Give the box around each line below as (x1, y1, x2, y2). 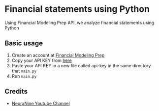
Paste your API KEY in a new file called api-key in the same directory (11, 62, 151, 68)
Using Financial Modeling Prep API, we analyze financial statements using (4, 20, 155, 26)
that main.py (11, 68, 37, 74)
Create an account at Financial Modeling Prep (11, 52, 105, 58)
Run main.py (11, 73, 37, 79)
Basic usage (4, 39, 43, 48)
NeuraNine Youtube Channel (11, 100, 70, 106)
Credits (4, 87, 28, 96)
